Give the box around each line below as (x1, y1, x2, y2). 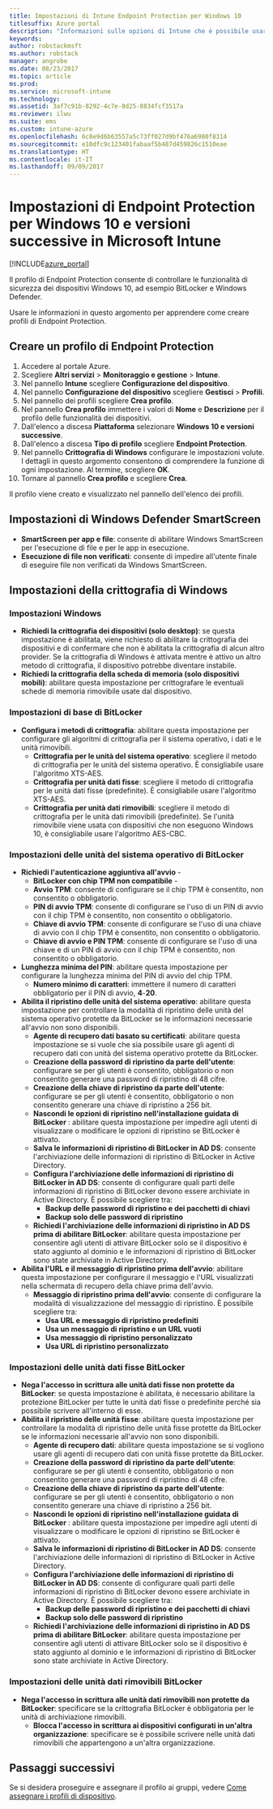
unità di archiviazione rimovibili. (20, 1712, 126, 1721)
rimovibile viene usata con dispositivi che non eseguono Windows (32, 820, 254, 830)
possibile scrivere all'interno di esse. (20, 1406, 143, 1416)
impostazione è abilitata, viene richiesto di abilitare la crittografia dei (20, 634, 250, 645)
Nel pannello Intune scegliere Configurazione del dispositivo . (20, 378, 230, 388)
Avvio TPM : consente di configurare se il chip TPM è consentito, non (32, 884, 264, 894)
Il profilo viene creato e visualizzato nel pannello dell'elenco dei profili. (9, 488, 244, 499)
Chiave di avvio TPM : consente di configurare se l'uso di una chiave (32, 918, 262, 929)
